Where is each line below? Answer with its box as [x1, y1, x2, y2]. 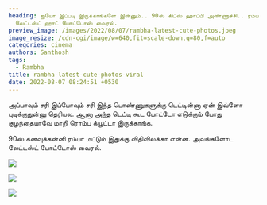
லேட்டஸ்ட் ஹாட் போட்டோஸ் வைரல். [15, 19, 118, 27]
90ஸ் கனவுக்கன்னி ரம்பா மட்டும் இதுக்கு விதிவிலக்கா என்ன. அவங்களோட [8, 133, 234, 143]
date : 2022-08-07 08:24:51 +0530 [8, 78, 119, 86]
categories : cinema [8, 41, 73, 49]
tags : [8, 56, 26, 64]
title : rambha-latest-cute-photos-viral [8, 71, 145, 79]
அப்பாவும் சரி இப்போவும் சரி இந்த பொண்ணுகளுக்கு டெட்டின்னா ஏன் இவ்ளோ [8, 100, 243, 110]
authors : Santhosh [8, 48, 69, 56]
